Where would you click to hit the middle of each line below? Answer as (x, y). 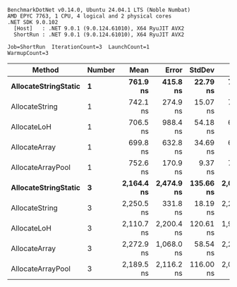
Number (101, 70)
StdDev (202, 70)
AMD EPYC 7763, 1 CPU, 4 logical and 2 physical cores (90, 16)
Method (45, 70)
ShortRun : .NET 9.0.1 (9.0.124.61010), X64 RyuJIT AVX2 (99, 35)
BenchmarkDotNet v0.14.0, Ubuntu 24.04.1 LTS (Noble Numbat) (99, 10)
